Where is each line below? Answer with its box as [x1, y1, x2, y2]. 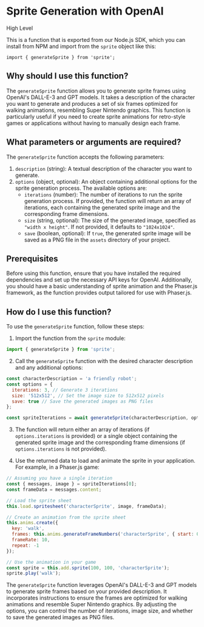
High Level [6, 24, 33, 32]
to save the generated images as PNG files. [6, 614, 115, 621]
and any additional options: [15, 364, 83, 372]
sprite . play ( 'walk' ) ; [6, 570, 61, 577]
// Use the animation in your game [6, 559, 97, 565]
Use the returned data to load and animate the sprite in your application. [15, 457, 195, 465]
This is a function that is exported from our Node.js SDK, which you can [6, 36, 186, 43]
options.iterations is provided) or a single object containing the [15, 432, 178, 440]
